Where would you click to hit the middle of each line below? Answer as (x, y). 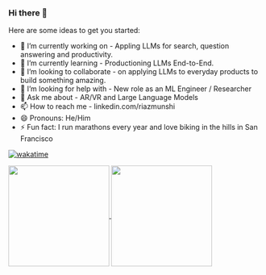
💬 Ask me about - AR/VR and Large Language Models (109, 98)
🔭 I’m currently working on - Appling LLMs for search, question (125, 46)
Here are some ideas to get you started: (75, 31)
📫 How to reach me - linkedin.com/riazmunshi (98, 106)
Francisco (37, 139)
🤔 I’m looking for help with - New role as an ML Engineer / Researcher (136, 89)
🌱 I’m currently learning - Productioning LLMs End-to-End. (117, 63)
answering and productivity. (66, 55)
